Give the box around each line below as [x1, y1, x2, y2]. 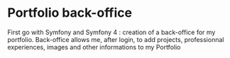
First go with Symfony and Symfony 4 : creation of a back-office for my [7, 28, 216, 36]
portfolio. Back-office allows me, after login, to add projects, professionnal [7, 35, 224, 43]
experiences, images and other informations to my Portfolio [7, 43, 181, 51]
